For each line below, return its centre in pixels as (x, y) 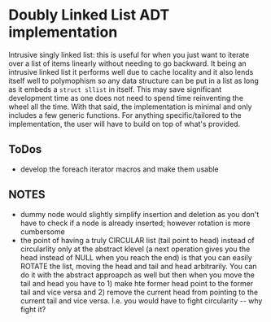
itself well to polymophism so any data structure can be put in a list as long (133, 80)
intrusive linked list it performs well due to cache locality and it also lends (131, 72)
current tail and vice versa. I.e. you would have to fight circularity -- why (141, 300)
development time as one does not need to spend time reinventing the (126, 98)
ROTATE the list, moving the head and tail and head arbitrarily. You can (139, 266)
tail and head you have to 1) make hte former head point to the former (137, 283)
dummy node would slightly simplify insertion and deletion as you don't (140, 214)
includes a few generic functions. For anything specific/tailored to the (125, 115)
